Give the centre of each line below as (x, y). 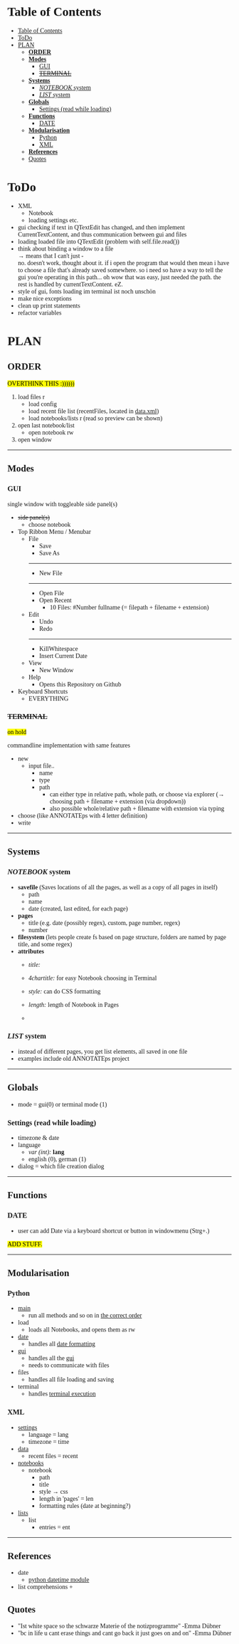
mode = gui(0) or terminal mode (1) (62, 1104)
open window (34, 440)
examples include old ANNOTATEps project (73, 1058)
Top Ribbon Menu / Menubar (54, 532)
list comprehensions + (45, 1587)
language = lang (48, 1434)
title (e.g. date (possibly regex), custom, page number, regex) (104, 923)
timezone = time (49, 1441)
